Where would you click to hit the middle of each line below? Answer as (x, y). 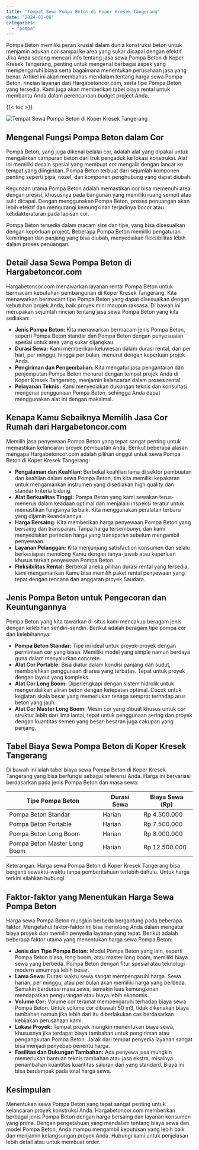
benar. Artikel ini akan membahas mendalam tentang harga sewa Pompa (94, 77)
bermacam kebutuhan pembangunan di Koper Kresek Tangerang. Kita (92, 292)
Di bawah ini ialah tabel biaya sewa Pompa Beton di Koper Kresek (86, 770)
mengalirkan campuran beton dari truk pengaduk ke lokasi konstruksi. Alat (97, 158)
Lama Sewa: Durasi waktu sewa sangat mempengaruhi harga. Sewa (98, 976)
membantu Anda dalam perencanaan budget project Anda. (78, 96)
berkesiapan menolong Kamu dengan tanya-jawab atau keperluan (95, 554)
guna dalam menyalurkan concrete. (58, 658)
